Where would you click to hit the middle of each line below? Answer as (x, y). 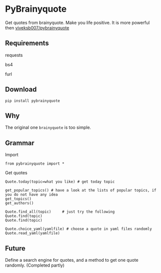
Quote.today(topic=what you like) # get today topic (60, 182)
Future (15, 248)
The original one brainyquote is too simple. (48, 127)
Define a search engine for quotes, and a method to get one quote (72, 260)
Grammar (20, 143)
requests (14, 55)
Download (21, 89)
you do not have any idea (31, 195)
